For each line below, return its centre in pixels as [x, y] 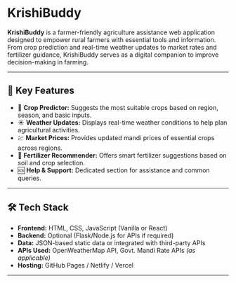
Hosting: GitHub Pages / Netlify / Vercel [75, 265]
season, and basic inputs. [54, 115]
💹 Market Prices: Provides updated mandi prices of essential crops [116, 137]
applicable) [34, 258]
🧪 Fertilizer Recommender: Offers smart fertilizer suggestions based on [122, 155]
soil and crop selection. [51, 163]
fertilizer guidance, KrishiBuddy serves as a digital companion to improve [113, 55]
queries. [29, 178]
